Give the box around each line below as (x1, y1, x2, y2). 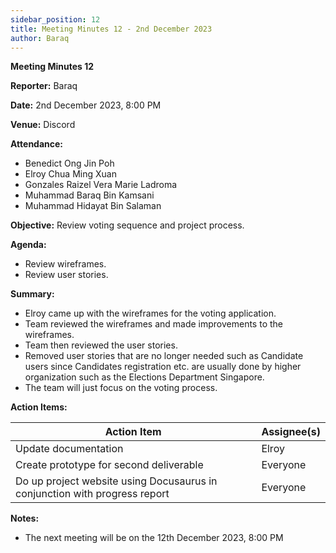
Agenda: (10, 239, 47, 251)
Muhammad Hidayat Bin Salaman (24, 200, 162, 212)
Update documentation (15, 442, 124, 456)
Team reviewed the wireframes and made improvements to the (24, 318, 283, 330)
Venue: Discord (10, 119, 76, 131)
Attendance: (10, 138, 64, 150)
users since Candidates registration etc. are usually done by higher (24, 361, 302, 373)
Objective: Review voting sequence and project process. (10, 219, 245, 231)
